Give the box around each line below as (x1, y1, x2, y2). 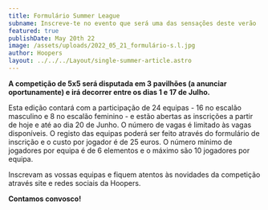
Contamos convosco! (8, 194, 82, 204)
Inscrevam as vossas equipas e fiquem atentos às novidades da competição (8, 170, 261, 179)
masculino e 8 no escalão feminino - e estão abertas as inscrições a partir (8, 111, 254, 121)
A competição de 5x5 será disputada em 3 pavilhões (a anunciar (8, 78, 227, 89)
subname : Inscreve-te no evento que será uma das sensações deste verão (8, 19, 257, 27)
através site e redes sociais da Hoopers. (8, 178, 141, 187)
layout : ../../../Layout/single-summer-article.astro (8, 57, 193, 65)
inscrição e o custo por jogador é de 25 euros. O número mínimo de (8, 137, 233, 146)
